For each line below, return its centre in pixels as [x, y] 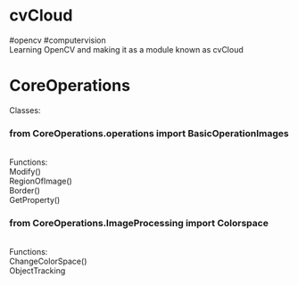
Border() [25, 191]
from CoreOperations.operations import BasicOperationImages [149, 133]
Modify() [25, 172]
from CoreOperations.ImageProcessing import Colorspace [139, 224]
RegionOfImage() [41, 181]
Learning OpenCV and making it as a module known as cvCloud [126, 49]
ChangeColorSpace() [48, 261]
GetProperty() [35, 200]
